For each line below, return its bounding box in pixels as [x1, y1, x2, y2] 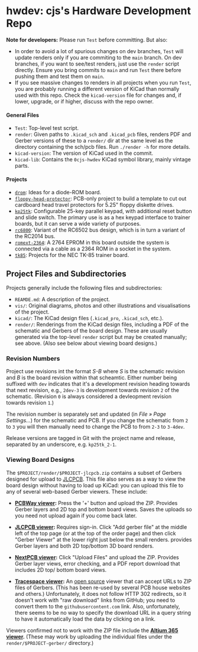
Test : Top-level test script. [14, 125, 79, 132]
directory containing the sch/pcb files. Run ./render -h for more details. [14, 144, 191, 151]
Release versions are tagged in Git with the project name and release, [6, 435, 176, 442]
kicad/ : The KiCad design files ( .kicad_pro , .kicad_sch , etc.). [14, 315, 164, 322]
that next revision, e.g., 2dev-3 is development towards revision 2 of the [6, 387, 179, 394]
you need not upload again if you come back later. [14, 512, 137, 519]
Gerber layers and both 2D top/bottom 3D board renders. [14, 542, 154, 549]
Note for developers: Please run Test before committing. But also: [6, 36, 167, 43]
